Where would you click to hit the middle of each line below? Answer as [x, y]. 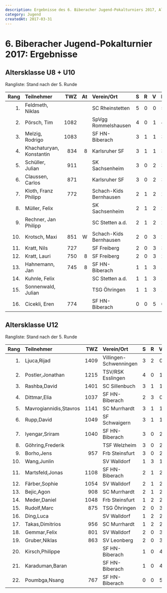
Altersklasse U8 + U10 [40, 72]
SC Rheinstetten [111, 108]
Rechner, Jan [40, 219]
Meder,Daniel [41, 500]
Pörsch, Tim [39, 122]
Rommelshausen [112, 126]
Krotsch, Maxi [41, 237]
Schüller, [35, 162]
